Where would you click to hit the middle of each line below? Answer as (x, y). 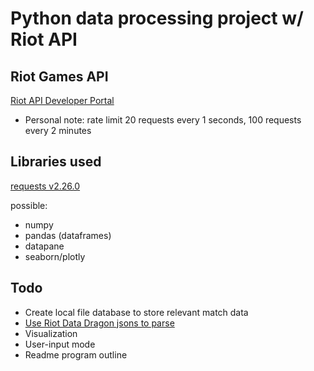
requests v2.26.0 (45, 186)
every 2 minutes (58, 130)
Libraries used (56, 162)
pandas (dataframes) (68, 235)
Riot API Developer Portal (62, 100)
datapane (44, 246)
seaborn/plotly (55, 256)
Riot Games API (59, 76)
